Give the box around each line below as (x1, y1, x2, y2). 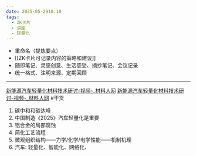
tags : (6, 14, 19, 20)
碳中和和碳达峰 (14, 107, 51, 114)
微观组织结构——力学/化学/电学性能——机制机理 (14, 136, 132, 144)
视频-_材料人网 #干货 (13, 94, 64, 101)
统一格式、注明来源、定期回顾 (14, 69, 87, 76)
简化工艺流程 (14, 129, 46, 136)
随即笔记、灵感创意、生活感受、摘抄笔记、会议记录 (14, 62, 138, 69)
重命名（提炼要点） (14, 48, 62, 55)
